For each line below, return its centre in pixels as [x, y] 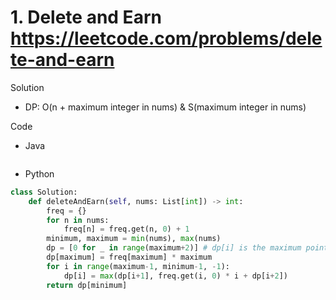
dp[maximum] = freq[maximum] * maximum [129, 257]
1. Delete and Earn [86, 17]
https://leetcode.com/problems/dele [166, 38]
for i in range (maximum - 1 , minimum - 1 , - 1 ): [138, 266]
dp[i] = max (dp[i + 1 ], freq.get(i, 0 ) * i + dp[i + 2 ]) [176, 276]
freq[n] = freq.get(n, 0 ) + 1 [126, 229]
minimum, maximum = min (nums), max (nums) [134, 239]
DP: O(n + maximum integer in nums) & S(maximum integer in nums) [165, 107]
